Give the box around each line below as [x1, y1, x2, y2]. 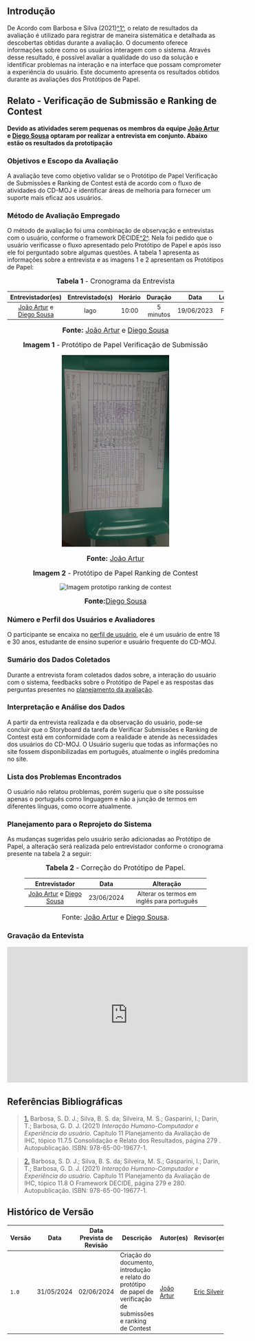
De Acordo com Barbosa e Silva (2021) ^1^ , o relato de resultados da [7, 23, 198, 32]
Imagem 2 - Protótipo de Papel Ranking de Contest [33, 568, 198, 577]
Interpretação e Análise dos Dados [7, 702, 125, 712]
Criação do [120, 1251, 151, 1260]
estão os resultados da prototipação [7, 139, 113, 147]
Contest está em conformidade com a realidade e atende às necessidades [7, 733, 218, 741]
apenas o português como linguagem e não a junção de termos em [7, 795, 197, 803]
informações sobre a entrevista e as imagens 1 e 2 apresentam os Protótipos [7, 256, 224, 264]
